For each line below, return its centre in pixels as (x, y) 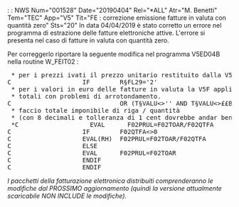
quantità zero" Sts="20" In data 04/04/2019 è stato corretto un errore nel (115, 25)
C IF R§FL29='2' (83, 82)
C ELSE (53, 146)
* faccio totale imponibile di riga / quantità (95, 110)
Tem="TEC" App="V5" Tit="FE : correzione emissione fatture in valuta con (117, 18)
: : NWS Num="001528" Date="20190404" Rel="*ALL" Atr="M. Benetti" (112, 10)
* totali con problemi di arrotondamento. (86, 96)
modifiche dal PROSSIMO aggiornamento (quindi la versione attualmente (115, 188)
